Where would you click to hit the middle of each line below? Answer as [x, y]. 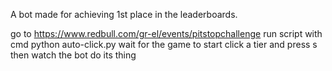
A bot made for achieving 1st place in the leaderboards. [124, 14]
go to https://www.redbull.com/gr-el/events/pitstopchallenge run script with [166, 33]
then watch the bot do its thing [73, 55]
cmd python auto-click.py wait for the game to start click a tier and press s [164, 44]
